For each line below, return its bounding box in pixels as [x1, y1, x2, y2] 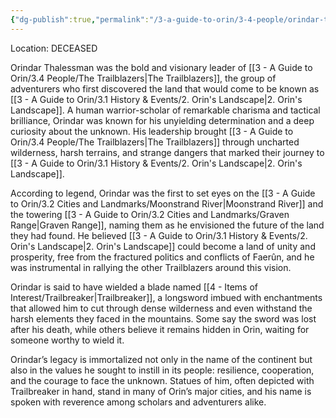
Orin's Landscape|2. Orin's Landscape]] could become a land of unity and [10, 240, 316, 252]
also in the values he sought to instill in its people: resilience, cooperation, [10, 364, 315, 376]
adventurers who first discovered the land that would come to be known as [10, 82, 320, 95]
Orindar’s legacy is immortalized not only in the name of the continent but [10, 353, 313, 365]
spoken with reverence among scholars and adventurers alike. [10, 396, 267, 408]
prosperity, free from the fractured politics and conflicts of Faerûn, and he [10, 251, 315, 263]
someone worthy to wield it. [10, 334, 125, 346]
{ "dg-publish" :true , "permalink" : [10, 14, 150, 25]
